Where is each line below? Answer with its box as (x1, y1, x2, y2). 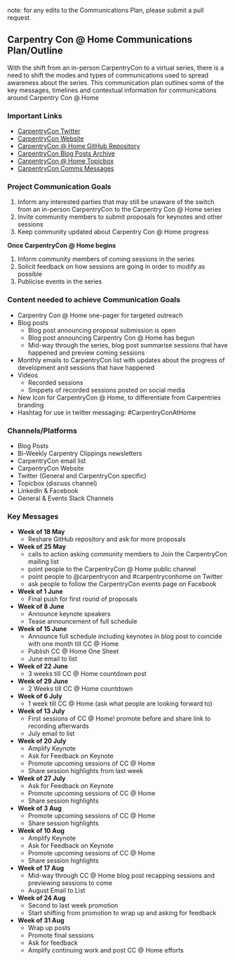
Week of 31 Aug (17, 916, 65, 924)
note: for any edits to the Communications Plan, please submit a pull (7, 6, 204, 14)
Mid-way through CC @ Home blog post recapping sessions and (27, 872, 215, 880)
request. (7, 13, 32, 22)
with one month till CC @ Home (27, 639, 119, 648)
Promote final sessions (27, 931, 94, 940)
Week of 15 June (17, 625, 67, 633)
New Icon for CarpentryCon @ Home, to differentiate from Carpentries (17, 393, 221, 402)
